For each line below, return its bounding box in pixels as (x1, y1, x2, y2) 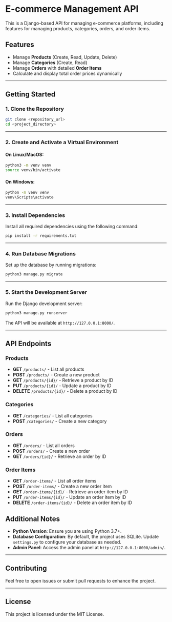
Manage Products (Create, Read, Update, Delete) (12, 54, 117, 60)
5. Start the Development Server (5, 289, 87, 296)
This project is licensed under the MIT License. (5, 611, 104, 617)
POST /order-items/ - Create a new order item (12, 483, 112, 490)
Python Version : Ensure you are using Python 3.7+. (12, 528, 122, 534)
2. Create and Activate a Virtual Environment (5, 139, 119, 146)
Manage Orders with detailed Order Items (12, 65, 102, 71)
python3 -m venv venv (5, 163, 52, 168)
